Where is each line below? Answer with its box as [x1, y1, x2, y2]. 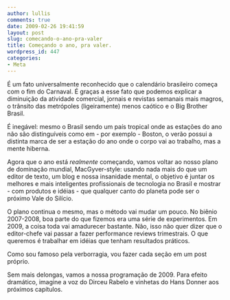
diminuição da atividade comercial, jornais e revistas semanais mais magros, [7, 94, 224, 103]
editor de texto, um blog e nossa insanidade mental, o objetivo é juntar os [7, 172, 215, 181]
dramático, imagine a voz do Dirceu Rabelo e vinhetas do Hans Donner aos [7, 277, 220, 286]
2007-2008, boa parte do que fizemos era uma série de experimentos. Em [7, 214, 218, 223]
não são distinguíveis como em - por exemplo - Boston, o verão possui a [7, 130, 213, 138]
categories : [7, 55, 41, 62]
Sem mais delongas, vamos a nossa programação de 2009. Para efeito [7, 270, 208, 279]
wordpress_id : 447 [7, 49, 60, 56]
